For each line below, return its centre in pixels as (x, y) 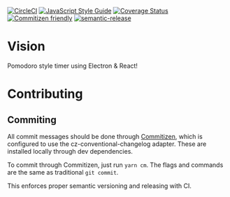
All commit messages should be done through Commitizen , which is (105, 136)
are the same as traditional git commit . (63, 172)
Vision (26, 46)
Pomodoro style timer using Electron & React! (73, 66)
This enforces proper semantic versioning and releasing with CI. (100, 186)
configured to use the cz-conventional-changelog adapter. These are (107, 144)
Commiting (32, 120)
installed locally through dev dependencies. (70, 151)
